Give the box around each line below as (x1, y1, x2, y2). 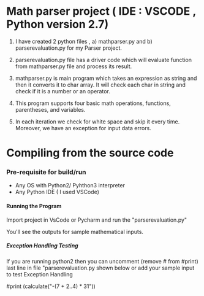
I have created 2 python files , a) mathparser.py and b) (15, 37, 153, 45)
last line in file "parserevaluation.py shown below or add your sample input (6, 264, 195, 271)
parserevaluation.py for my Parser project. (15, 44, 123, 52)
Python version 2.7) (6, 17, 109, 31)
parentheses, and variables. (15, 106, 86, 113)
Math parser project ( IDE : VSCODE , (6, 4, 196, 18)
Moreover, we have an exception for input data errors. (15, 124, 151, 131)
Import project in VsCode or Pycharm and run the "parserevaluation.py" (6, 216, 187, 224)
